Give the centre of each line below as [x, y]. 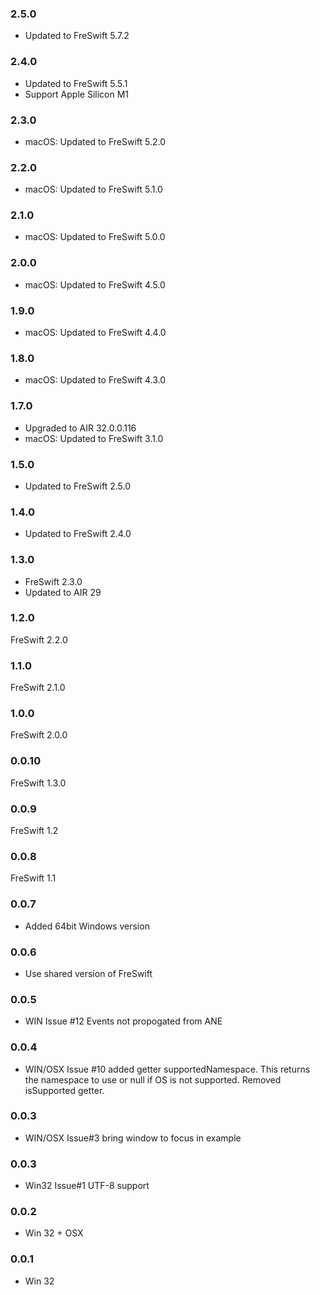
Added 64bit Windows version [87, 926]
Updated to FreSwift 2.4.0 [78, 534]
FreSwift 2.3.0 [53, 581]
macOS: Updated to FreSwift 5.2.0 [95, 141]
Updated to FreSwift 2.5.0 [78, 486]
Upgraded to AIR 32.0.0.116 [80, 428]
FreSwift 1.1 [33, 878]
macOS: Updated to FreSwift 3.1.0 [94, 438]
